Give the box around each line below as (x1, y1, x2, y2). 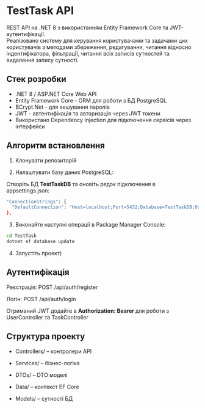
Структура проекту (6, 331, 85, 342)
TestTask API (6, 4, 74, 18)
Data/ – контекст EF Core (15, 383, 79, 390)
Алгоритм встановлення (6, 140, 105, 151)
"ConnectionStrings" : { (6, 199, 67, 205)
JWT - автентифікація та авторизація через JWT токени (15, 109, 160, 117)
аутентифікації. (6, 30, 46, 37)
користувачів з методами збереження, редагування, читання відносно (6, 43, 192, 51)
